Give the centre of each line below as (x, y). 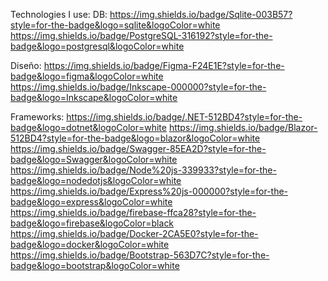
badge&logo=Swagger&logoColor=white (94, 159)
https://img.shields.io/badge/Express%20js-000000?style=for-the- (149, 191)
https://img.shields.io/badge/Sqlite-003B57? (201, 14)
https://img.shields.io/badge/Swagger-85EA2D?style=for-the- (138, 148)
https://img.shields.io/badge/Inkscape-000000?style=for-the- (138, 87)
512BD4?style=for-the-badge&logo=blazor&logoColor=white (135, 138)
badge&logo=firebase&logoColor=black (92, 223)
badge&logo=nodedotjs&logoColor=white (96, 180)
